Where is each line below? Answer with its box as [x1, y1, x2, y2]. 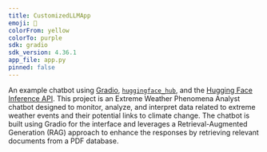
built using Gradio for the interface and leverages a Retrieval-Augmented [8, 119, 248, 128]
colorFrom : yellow [8, 26, 70, 34]
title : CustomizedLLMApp [8, 11, 91, 20]
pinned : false [8, 64, 56, 72]
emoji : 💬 [8, 19, 38, 27]
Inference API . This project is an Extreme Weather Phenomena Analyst [8, 93, 241, 103]
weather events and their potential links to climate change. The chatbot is [8, 111, 250, 120]
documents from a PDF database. [8, 136, 119, 146]
